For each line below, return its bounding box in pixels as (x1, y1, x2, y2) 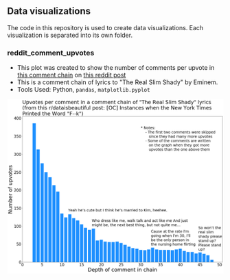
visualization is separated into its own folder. (7, 31, 133, 39)
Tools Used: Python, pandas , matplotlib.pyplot (16, 86, 150, 94)
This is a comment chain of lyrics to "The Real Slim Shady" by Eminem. (16, 78, 218, 86)
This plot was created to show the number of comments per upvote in (16, 64, 215, 72)
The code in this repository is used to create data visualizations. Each (7, 23, 204, 31)
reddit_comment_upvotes (7, 48, 95, 58)
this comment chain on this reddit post (16, 71, 126, 79)
